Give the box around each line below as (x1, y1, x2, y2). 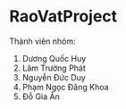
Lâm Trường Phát (21, 63, 87, 73)
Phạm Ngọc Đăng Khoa (21, 81, 109, 92)
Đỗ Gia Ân (21, 91, 60, 102)
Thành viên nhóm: (9, 36, 76, 46)
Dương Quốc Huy (21, 53, 87, 63)
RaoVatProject (9, 6, 118, 27)
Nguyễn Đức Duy (21, 71, 87, 82)
